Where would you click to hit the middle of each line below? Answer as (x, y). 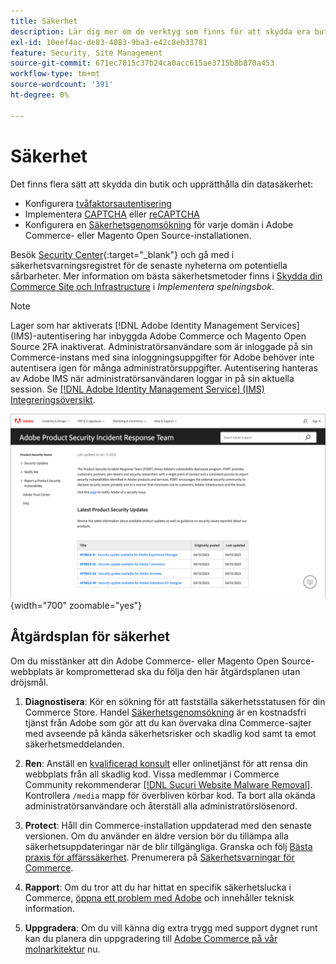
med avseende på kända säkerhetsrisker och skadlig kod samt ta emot (170, 733)
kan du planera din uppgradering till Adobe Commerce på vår (151, 938)
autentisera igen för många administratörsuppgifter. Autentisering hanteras (164, 367)
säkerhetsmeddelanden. (74, 744)
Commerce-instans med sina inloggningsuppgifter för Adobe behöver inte (162, 357)
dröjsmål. (29, 682)
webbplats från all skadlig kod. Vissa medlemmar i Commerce (152, 774)
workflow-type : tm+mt (55, 74)
